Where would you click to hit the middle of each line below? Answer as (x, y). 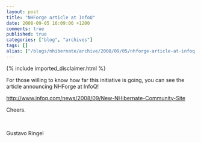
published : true (26, 34)
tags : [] (17, 46)
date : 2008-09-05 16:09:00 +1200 (48, 23)
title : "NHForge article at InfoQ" (51, 17)
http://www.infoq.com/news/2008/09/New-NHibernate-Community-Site (96, 98)
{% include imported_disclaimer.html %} (56, 68)
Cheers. (16, 110)
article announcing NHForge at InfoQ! (53, 86)
